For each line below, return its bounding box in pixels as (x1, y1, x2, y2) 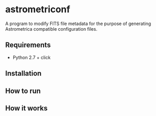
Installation (5, 69, 42, 78)
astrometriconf (5, 4, 70, 15)
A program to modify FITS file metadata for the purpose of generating (5, 20, 151, 27)
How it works (5, 104, 48, 112)
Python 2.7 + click (12, 54, 51, 60)
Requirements (5, 41, 51, 50)
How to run (5, 86, 41, 95)
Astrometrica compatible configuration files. (5, 26, 98, 32)
